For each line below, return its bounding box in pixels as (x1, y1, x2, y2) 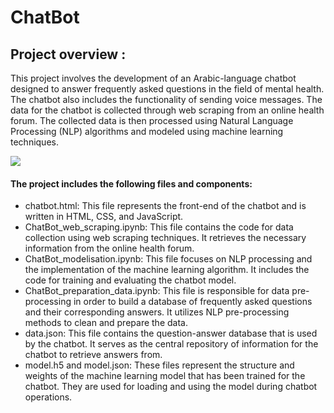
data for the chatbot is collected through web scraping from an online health (10, 104, 325, 116)
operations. (24, 391, 73, 403)
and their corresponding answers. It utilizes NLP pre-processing (24, 306, 290, 318)
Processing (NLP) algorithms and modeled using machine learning (10, 126, 284, 137)
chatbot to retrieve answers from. (24, 349, 163, 361)
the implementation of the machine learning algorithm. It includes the (24, 264, 310, 276)
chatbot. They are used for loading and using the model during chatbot (24, 381, 318, 393)
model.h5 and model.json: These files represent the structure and (24, 359, 295, 371)
